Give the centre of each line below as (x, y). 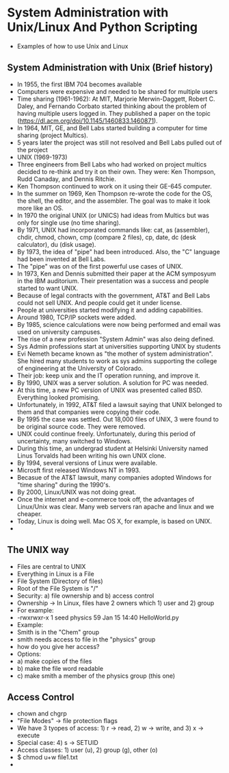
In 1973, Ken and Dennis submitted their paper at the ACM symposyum (117, 273)
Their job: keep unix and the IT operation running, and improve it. (108, 376)
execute (28, 735)
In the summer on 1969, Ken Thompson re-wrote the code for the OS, (115, 193)
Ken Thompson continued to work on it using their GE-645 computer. (114, 186)
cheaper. (29, 514)
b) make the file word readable (60, 668)
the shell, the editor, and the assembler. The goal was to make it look (113, 201)
